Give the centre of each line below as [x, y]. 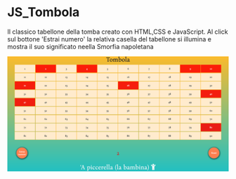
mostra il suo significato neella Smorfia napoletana [80, 46]
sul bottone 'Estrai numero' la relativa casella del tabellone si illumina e [110, 39]
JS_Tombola [44, 12]
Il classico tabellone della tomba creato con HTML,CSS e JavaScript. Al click [118, 32]
